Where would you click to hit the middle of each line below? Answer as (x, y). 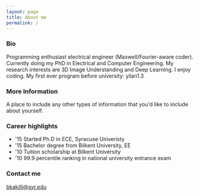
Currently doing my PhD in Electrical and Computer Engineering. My (90, 63)
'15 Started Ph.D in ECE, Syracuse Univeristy (70, 139)
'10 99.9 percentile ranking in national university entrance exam (93, 158)
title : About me (26, 17)
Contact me (24, 174)
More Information (32, 91)
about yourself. (25, 111)
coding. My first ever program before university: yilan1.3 (75, 76)
